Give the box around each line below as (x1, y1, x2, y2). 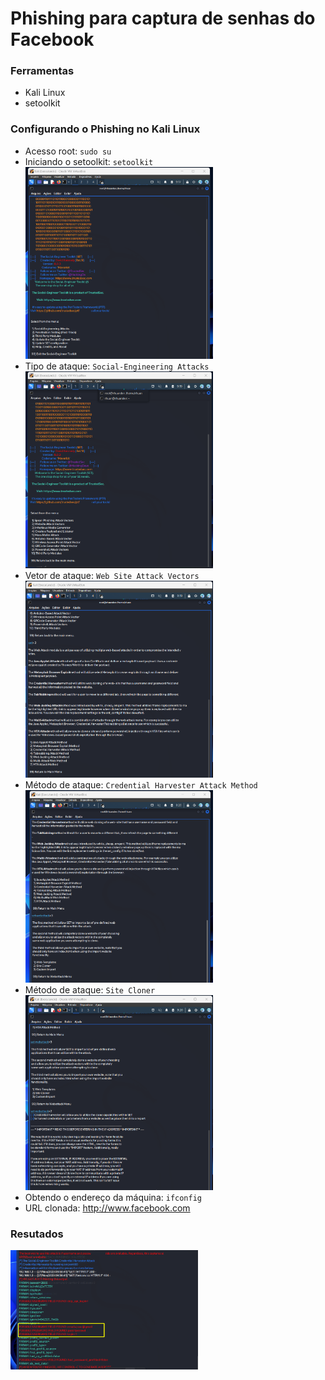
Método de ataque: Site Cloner (24, 983, 156, 996)
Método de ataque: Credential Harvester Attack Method (24, 779, 258, 791)
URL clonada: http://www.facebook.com (24, 1202, 191, 1214)
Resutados (10, 1227, 64, 1241)
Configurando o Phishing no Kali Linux (10, 122, 201, 136)
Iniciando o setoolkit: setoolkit (24, 155, 154, 167)
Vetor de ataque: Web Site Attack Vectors (24, 569, 200, 581)
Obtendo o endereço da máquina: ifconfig (24, 1191, 203, 1203)
